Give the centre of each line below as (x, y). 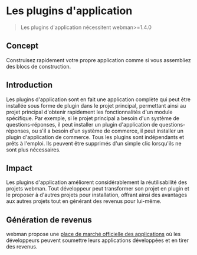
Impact (19, 168)
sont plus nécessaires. (33, 150)
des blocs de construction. (39, 66)
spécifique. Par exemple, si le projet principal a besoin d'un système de (93, 118)
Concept (22, 46)
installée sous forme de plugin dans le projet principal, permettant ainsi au (96, 105)
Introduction (29, 85)
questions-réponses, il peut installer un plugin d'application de (82, 124)
